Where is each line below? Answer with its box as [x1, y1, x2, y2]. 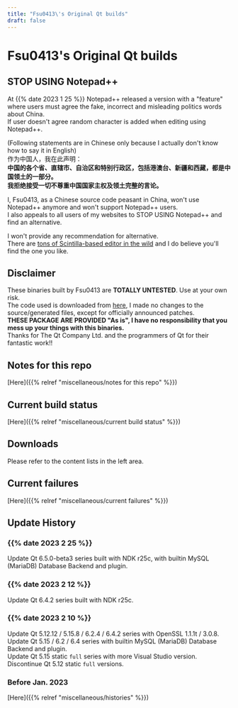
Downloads [7, 438, 59, 450]
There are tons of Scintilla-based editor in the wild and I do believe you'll [7, 239, 219, 248]
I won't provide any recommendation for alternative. [7, 231, 159, 240]
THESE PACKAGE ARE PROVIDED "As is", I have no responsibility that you [7, 316, 228, 325]
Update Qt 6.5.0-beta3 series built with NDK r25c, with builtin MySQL [7, 554, 210, 563]
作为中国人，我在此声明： [7, 154, 82, 163]
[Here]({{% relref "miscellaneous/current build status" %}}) [7, 417, 181, 426]
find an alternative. [7, 218, 62, 226]
